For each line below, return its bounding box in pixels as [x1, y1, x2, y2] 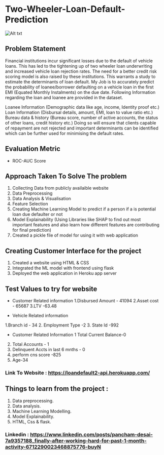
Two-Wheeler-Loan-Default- [5, 3, 126, 15]
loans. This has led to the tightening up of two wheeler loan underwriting [5, 63, 153, 69]
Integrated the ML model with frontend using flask [12, 265, 114, 271]
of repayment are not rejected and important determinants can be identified [5, 125, 159, 131]
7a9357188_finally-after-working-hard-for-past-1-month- [5, 437, 147, 444]
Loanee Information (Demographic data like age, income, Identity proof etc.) [5, 104, 160, 110]
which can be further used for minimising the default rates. [5, 130, 125, 136]
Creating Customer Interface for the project [5, 247, 142, 255]
